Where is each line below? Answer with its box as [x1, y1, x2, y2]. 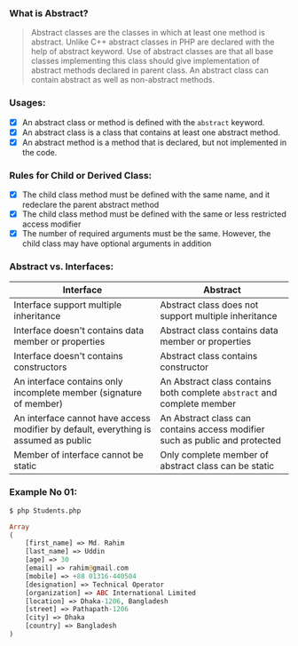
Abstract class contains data [159, 323, 278, 336]
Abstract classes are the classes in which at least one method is [30, 28, 266, 38]
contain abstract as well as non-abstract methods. [30, 75, 216, 85]
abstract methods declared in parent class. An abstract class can [30, 65, 269, 76]
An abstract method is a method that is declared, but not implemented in [21, 137, 287, 148]
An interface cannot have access [13, 411, 151, 424]
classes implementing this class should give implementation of [30, 56, 260, 67]
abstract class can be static [159, 459, 275, 472]
